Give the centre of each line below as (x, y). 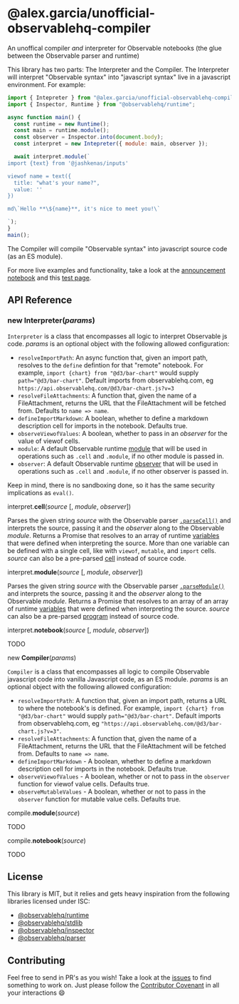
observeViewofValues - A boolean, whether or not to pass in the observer (123, 776)
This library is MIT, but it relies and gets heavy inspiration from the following (118, 894)
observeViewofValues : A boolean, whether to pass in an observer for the (122, 433)
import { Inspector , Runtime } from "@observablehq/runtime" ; (101, 104)
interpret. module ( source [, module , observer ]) (75, 572)
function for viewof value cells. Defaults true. (84, 784)
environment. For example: (47, 84)
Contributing (36, 960)
